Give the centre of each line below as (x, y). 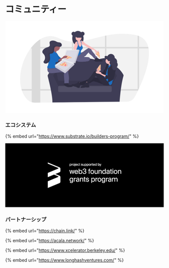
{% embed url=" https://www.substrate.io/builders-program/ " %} (72, 137)
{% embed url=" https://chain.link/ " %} (45, 231)
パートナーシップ (26, 219)
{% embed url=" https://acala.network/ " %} (50, 241)
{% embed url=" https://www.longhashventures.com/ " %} (65, 260)
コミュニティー (36, 9)
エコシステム (21, 125)
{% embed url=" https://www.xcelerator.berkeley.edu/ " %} (65, 250)
